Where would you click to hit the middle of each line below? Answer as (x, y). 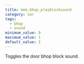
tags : (11, 19)
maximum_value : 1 (23, 38)
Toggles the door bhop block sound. (42, 56)
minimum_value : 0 (23, 33)
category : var (20, 14)
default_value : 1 (23, 42)
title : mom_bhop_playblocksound (38, 10)
